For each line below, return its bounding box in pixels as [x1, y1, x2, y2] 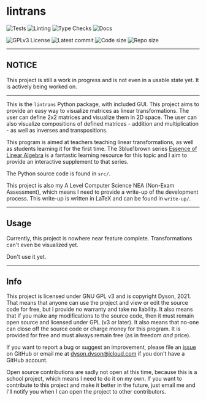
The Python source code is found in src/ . [6, 170, 111, 177]
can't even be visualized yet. [6, 241, 78, 248]
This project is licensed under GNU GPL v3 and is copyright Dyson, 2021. [6, 292, 191, 300]
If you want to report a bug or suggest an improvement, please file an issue [6, 343, 196, 351]
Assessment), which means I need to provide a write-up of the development [6, 188, 199, 196]
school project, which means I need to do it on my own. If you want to [6, 375, 182, 383]
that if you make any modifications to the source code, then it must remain [6, 312, 194, 319]
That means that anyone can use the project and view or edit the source [6, 299, 188, 307]
